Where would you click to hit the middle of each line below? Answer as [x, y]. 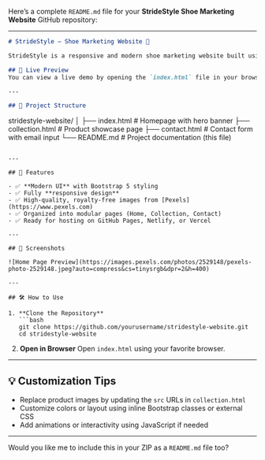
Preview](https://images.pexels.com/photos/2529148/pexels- [151, 262]
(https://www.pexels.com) [50, 207]
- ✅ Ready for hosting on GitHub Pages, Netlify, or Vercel [110, 221]
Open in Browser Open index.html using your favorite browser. [122, 349]
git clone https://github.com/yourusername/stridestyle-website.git [133, 327]
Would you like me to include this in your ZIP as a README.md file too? [119, 447]
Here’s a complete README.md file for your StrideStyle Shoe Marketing [121, 11]
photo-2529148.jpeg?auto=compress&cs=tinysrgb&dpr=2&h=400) [109, 269]
